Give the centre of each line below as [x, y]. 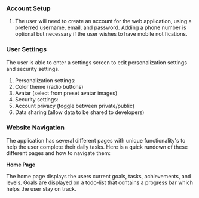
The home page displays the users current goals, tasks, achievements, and [99, 176]
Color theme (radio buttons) [49, 86]
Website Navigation [35, 128]
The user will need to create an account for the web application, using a [103, 21]
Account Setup [28, 8]
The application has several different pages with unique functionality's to [96, 140]
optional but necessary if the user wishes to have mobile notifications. [101, 34]
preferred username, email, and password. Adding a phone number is [100, 27]
